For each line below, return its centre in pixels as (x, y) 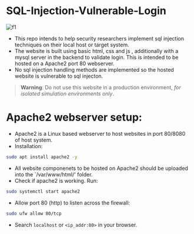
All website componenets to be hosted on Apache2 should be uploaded (101, 168)
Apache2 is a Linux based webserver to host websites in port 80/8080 (100, 133)
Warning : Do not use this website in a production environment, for (101, 87)
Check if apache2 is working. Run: (56, 180)
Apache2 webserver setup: (74, 117)
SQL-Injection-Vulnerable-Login (86, 11)
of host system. (34, 140)
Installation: (29, 146)
